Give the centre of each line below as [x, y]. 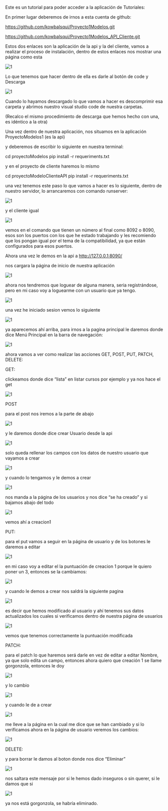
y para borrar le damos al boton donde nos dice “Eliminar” [65, 759]
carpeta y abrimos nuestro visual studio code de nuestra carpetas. [74, 107]
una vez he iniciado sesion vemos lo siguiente [53, 310]
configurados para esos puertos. [39, 246]
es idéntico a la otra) [26, 122]
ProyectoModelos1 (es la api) [35, 137]
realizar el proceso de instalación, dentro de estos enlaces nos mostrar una [83, 52]
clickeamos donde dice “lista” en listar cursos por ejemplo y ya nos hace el [83, 379]
